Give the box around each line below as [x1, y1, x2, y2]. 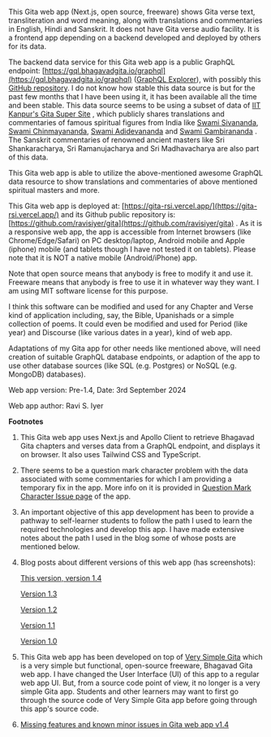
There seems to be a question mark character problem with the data [19, 465, 249, 475]
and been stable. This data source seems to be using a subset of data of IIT [8, 101, 261, 110]
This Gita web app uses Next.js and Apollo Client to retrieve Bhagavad [19, 433, 255, 442]
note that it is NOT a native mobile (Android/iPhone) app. [8, 253, 198, 263]
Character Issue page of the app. [19, 491, 131, 501]
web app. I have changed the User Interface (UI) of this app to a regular [19, 669, 260, 678]
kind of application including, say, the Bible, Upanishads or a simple [8, 311, 234, 320]
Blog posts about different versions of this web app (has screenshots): [19, 557, 256, 567]
